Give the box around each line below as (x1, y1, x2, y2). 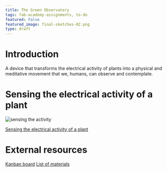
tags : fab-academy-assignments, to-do (5, 12, 88, 17)
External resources (5, 144, 88, 156)
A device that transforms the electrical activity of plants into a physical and (5, 65, 162, 71)
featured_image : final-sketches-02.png (5, 21, 90, 27)
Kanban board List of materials (5, 161, 70, 167)
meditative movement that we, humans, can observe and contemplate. (5, 71, 153, 77)
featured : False (5, 17, 40, 22)
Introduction (5, 48, 59, 60)
